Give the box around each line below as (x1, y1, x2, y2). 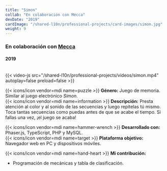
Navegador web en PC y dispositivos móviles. (5, 141, 101, 147)
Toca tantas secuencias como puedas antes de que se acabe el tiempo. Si (5, 109, 161, 115)
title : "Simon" (5, 7, 38, 13)
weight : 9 (5, 26, 26, 31)
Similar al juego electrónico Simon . (5, 93, 78, 99)
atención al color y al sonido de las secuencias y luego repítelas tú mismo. (5, 104, 161, 110)
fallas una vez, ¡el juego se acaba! (5, 115, 76, 121)
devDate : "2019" (5, 17, 40, 22)
